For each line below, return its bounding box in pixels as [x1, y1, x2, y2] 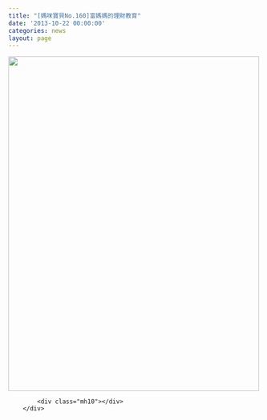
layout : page [8, 34, 52, 42]
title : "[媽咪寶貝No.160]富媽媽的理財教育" [8, 11, 142, 20]
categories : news [8, 26, 67, 34]
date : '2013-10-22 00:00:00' [8, 19, 106, 27]
